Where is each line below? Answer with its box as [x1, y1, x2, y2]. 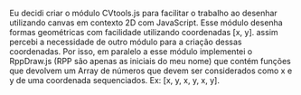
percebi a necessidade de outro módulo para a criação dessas [9, 36, 242, 47]
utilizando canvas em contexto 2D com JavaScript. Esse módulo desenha [9, 17, 283, 28]
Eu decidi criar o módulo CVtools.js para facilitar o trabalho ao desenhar [9, 8, 277, 18]
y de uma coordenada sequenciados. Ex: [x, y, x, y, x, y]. [9, 75, 220, 85]
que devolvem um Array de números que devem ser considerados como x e [9, 65, 293, 76]
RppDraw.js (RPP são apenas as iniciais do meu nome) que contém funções [9, 56, 291, 66]
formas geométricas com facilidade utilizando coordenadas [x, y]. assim [9, 27, 278, 37]
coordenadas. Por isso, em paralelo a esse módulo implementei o [9, 46, 253, 57]
